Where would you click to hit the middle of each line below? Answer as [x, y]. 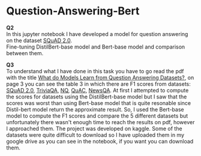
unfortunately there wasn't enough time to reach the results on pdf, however [100, 122]
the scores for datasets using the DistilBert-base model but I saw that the [97, 97]
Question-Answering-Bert [73, 11]
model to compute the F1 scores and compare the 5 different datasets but [97, 116]
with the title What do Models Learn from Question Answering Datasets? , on [100, 77]
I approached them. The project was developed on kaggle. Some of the [94, 128]
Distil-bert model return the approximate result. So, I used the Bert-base [95, 109]
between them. [25, 53]
